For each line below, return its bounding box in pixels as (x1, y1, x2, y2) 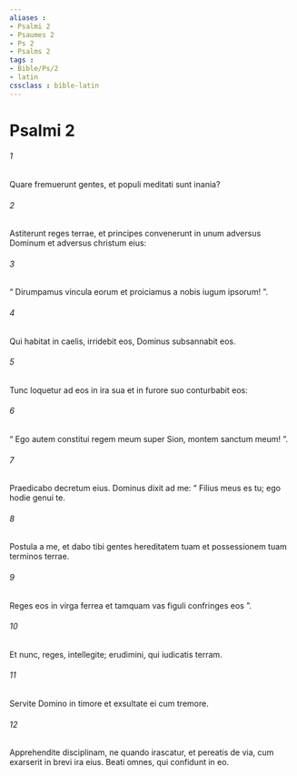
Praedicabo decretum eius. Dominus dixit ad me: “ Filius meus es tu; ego (9, 483, 282, 494)
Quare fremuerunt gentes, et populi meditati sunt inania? (9, 179, 221, 190)
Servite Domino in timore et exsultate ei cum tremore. (9, 698, 209, 710)
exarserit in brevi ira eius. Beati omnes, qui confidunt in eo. (9, 757, 230, 768)
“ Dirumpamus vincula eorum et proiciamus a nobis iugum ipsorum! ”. (9, 287, 269, 297)
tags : (9, 55, 35, 65)
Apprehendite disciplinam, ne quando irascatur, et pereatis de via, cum (9, 747, 274, 758)
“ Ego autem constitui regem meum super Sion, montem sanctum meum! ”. (9, 434, 289, 445)
